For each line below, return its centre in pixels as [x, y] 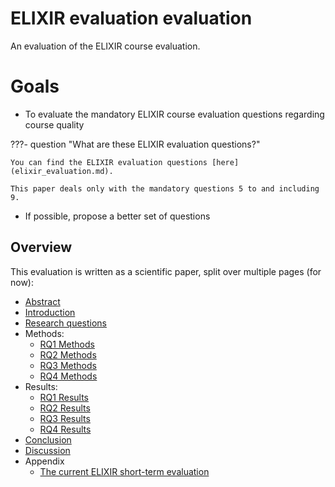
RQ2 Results [65, 408]
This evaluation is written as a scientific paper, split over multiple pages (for [166, 271]
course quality [54, 124]
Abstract [42, 301]
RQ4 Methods [68, 376]
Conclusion [48, 439]
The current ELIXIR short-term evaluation [124, 471]
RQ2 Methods [68, 354]
